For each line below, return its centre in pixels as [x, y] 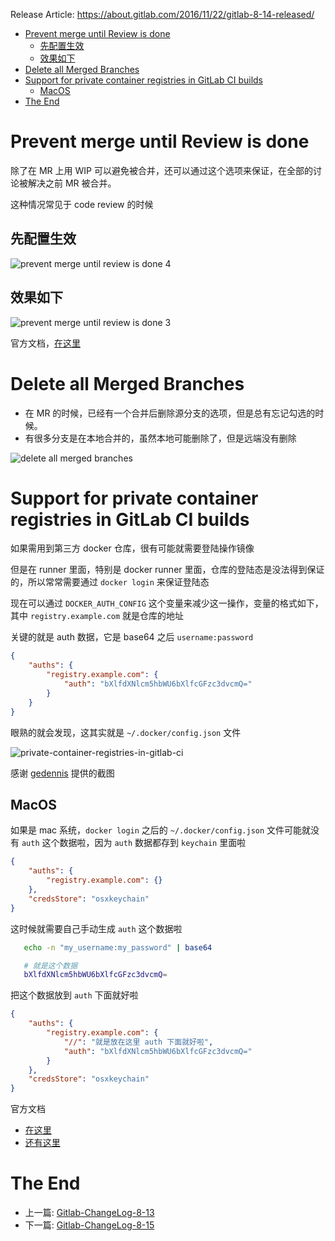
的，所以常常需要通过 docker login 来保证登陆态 [110, 582]
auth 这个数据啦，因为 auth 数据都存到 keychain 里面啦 [134, 843]
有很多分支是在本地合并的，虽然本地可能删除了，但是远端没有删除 [160, 438]
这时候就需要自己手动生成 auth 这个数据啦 [96, 928]
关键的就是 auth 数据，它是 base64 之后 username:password [132, 637]
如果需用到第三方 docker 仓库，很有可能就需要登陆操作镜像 [132, 548]
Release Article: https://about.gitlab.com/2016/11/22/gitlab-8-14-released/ [162, 14]
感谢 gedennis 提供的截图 [62, 773]
